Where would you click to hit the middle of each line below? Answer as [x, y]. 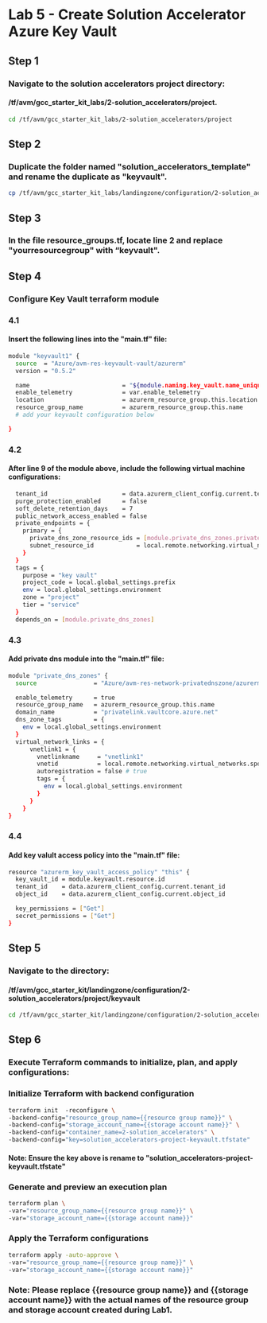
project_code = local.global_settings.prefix [99, 582]
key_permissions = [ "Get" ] [60, 909]
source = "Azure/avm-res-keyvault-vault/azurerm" [101, 364]
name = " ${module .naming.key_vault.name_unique [140, 385]
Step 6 [25, 1040]
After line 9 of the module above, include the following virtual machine [127, 469]
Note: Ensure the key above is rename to [76, 1158]
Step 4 [25, 276]
